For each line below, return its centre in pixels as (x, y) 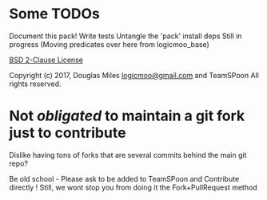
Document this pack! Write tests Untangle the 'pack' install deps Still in (126, 36)
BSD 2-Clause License (46, 60)
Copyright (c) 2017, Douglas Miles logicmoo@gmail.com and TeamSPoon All (134, 75)
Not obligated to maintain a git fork (127, 116)
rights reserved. (36, 84)
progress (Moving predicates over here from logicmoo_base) (110, 44)
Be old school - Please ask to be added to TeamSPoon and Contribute (124, 178)
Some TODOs (55, 14)
